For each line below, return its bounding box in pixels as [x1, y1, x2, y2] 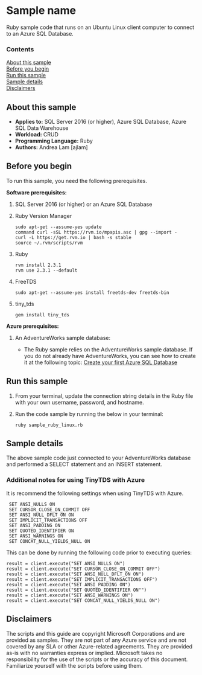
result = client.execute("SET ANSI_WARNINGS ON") [6, 592, 134, 598]
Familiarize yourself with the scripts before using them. [6, 662, 143, 669]
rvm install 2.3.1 [14, 262, 62, 268]
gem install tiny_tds [14, 312, 69, 318]
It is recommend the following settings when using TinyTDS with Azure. [6, 490, 184, 497]
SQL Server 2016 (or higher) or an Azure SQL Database [14, 200, 153, 208]
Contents [6, 45, 34, 53]
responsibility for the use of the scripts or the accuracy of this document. [6, 656, 188, 663]
